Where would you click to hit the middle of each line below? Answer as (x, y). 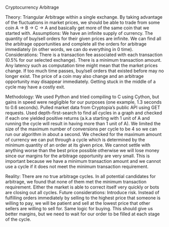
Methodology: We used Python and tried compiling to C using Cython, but (82, 97)
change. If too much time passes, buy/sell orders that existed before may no (85, 71)
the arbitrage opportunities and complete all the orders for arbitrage (76, 44)
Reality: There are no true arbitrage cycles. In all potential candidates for (80, 176)
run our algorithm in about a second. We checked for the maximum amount (83, 134)
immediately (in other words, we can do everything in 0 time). (69, 49)
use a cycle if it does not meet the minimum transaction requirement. (77, 167)
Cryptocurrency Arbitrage (32, 7)
